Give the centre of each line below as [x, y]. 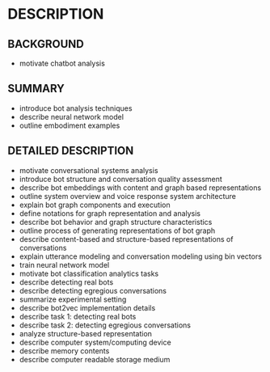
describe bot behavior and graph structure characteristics [116, 222]
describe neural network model [72, 116]
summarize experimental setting [73, 299]
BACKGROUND [46, 44]
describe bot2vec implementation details [87, 307]
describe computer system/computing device [95, 342]
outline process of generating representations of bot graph [117, 230]
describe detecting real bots [66, 282]
